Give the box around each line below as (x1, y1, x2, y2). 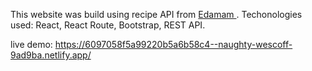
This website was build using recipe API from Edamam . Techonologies (10, 9, 303, 20)
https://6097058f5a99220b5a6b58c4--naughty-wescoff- (54, 39, 293, 50)
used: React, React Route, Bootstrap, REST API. (10, 19, 206, 31)
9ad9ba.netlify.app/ (10, 49, 92, 61)
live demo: (10, 39, 53, 50)
